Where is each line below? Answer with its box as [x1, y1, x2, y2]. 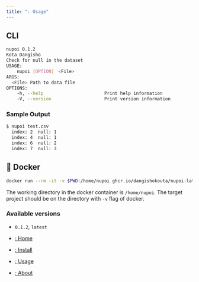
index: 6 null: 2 [11, 140, 57, 146]
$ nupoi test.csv [6, 123, 49, 129]
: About [14, 269, 33, 276]
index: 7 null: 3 [11, 145, 57, 151]
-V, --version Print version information [17, 96, 171, 102]
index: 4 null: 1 [11, 135, 57, 141]
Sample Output [6, 110, 50, 119]
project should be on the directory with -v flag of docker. [6, 195, 145, 202]
